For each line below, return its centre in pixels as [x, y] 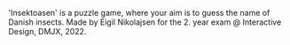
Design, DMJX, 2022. [47, 31]
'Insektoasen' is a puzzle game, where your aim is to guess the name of [139, 13]
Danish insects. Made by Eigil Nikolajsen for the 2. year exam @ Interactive [145, 22]
